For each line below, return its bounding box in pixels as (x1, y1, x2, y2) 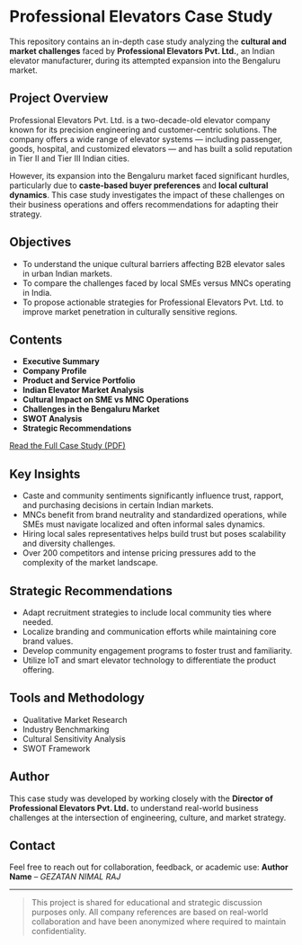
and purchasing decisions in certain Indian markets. (22, 500, 214, 511)
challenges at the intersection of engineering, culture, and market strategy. (9, 812, 287, 823)
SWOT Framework (22, 743, 91, 753)
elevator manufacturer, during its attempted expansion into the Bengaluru (9, 55, 281, 66)
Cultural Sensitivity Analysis (22, 733, 126, 744)
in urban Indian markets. (22, 268, 113, 279)
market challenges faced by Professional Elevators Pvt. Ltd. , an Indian (9, 45, 276, 56)
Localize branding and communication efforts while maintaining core (22, 627, 277, 637)
